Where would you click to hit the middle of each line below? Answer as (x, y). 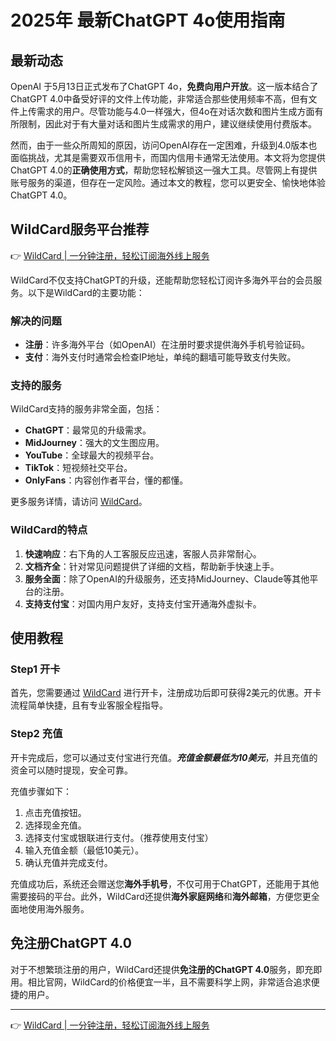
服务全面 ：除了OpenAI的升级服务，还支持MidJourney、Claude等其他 (167, 578)
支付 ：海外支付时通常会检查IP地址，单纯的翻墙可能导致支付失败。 (160, 357)
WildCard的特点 (49, 530)
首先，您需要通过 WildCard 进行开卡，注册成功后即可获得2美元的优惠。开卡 (166, 693)
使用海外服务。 (58, 908)
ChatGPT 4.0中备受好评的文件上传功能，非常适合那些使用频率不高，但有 (159, 99)
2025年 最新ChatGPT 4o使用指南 (148, 20)
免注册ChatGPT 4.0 (71, 943)
